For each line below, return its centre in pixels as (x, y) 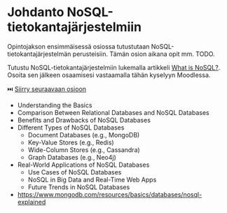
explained (32, 202)
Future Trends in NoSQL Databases (79, 187)
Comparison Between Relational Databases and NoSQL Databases (113, 112)
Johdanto (36, 12)
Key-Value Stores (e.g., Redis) (71, 142)
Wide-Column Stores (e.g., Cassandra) (84, 150)
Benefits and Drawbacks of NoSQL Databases (84, 120)
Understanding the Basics (55, 105)
